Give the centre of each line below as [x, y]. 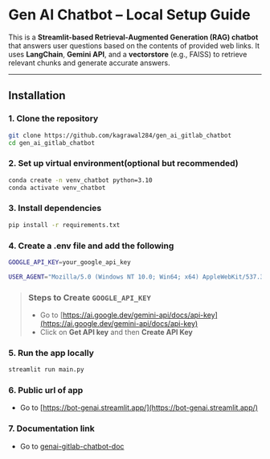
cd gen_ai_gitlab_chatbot [51, 143]
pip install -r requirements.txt [64, 225]
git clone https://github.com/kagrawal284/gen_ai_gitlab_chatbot [120, 135]
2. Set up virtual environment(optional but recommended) [123, 163]
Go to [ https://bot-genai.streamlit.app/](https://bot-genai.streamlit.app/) [139, 407]
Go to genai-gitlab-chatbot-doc [72, 446]
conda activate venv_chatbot [57, 188]
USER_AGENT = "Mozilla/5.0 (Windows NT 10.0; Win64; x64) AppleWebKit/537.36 [138, 277]
